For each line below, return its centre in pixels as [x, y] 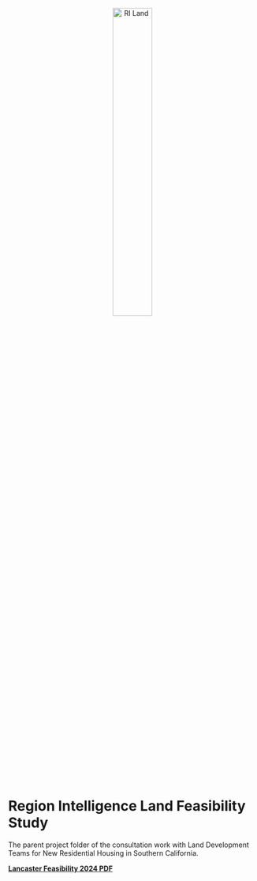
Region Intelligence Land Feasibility [127, 806]
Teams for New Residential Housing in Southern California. [103, 853]
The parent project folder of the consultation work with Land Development [129, 845]
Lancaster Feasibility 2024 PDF [60, 868]
